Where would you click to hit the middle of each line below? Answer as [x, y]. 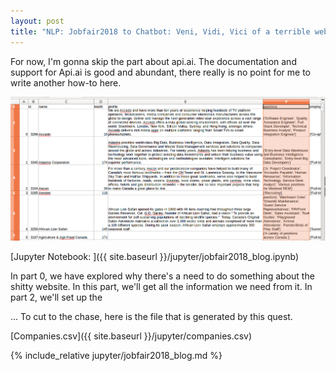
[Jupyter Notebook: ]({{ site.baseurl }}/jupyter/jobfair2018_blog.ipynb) [155, 257]
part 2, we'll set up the [56, 297]
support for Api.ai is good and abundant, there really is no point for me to [160, 72]
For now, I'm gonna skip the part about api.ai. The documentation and [153, 61]
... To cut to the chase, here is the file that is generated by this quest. [151, 317]
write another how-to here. [66, 82]
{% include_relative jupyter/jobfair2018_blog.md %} [116, 356]
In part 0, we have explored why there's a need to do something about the [162, 276]
